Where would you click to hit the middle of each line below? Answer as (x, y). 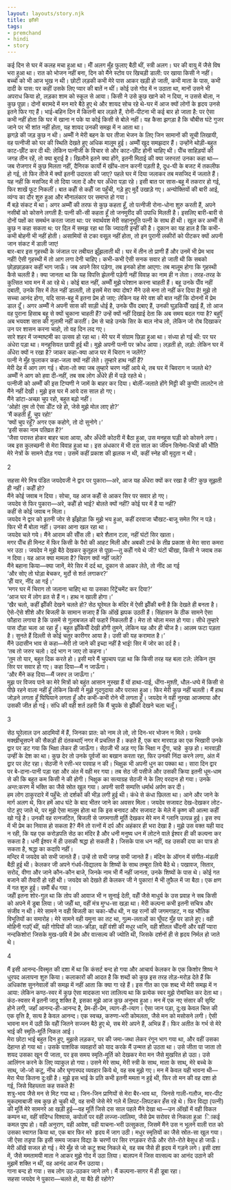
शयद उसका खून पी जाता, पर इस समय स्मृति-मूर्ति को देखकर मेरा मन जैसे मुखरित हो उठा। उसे (109, 1055)
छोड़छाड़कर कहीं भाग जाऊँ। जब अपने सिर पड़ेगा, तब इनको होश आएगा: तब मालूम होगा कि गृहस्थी (112, 267)
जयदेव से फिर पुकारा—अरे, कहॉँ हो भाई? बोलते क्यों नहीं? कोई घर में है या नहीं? (92, 504)
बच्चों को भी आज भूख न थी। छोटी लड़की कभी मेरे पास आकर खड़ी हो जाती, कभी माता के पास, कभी (114, 81)
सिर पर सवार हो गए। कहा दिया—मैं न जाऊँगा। (58, 667)
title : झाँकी (23, 20)
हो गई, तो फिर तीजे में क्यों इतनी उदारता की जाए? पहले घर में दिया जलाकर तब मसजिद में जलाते (109, 174)
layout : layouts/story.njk (46, 13)
